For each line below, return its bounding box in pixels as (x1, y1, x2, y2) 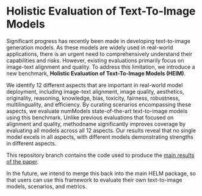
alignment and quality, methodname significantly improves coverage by (6, 120, 186, 127)
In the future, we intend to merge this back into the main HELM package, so (6, 169, 197, 177)
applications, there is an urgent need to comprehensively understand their (6, 50, 193, 57)
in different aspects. (6, 139, 57, 147)
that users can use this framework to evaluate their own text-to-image (6, 176, 182, 183)
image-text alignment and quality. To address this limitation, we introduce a (6, 63, 195, 71)
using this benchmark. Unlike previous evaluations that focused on (6, 114, 174, 121)
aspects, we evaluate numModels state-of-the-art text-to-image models (6, 107, 188, 114)
